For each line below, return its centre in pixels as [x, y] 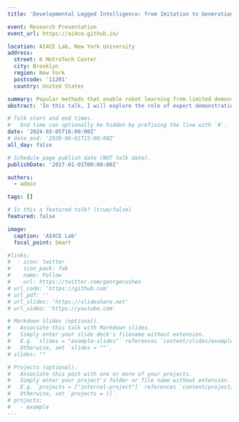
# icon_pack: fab [38, 269]
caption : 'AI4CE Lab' [46, 236]
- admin [25, 184]
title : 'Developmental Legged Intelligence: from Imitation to [103, 14]
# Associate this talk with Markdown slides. [79, 328]
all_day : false [30, 145]
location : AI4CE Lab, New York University [71, 46]
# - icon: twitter [36, 262]
